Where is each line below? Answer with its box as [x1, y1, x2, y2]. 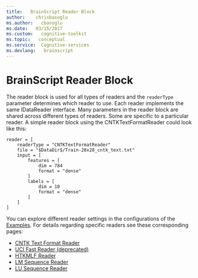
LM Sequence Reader [14, 258, 69, 265]
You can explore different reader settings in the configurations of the [6, 215, 175, 222]
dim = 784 [38, 163, 63, 169]
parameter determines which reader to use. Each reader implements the [6, 99, 184, 106]
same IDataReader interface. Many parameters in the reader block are [6, 106, 178, 113]
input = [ [17, 152, 42, 158]
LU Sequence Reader [14, 264, 68, 272]
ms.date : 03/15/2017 [6, 25, 63, 32]
